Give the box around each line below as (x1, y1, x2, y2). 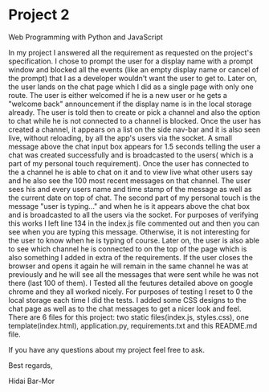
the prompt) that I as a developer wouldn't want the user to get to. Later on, (8, 73, 258, 83)
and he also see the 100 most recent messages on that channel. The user (8, 175, 251, 186)
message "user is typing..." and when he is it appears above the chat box (8, 201, 251, 210)
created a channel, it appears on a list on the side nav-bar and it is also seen (8, 125, 261, 134)
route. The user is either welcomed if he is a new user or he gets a (8, 90, 227, 100)
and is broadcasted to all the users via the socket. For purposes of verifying (8, 210, 259, 219)
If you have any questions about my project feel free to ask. (8, 345, 206, 354)
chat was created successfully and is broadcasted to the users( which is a (8, 150, 254, 160)
